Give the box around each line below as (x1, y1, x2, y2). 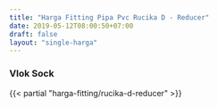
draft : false (9, 29, 58, 38)
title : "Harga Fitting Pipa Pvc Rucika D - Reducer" (9, 12, 210, 22)
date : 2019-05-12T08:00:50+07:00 (9, 21, 134, 30)
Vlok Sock (9, 68, 54, 80)
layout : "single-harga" (9, 37, 98, 47)
